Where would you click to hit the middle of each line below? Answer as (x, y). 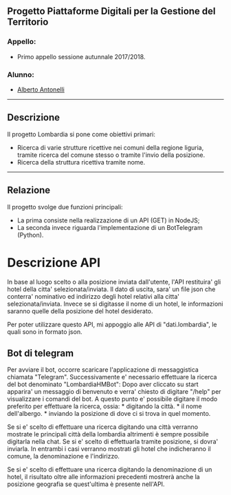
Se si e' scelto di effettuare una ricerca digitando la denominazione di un (110, 470)
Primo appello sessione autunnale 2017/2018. (81, 56)
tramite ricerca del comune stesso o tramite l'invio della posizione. (111, 155)
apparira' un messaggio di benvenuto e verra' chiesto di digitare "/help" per (114, 392)
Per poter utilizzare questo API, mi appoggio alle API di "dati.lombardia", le (112, 324)
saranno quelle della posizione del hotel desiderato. (80, 311)
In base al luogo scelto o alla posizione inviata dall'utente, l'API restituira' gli (114, 282)
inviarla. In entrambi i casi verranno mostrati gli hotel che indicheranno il (109, 449)
